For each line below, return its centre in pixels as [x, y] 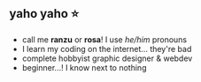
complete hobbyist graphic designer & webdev [107, 58]
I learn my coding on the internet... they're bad [107, 48]
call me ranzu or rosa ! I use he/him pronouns [104, 39]
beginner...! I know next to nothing [84, 67]
